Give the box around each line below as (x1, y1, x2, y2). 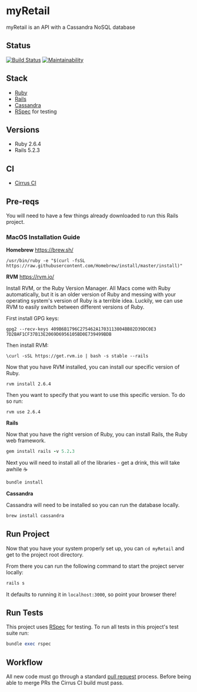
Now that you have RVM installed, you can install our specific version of (6, 363, 180, 370)
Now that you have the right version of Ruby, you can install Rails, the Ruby (6, 431, 188, 438)
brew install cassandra (6, 513, 65, 519)
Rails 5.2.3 (14, 147, 40, 154)
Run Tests (6, 608, 44, 618)
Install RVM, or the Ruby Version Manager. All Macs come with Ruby (6, 284, 171, 292)
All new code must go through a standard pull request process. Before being (6, 673, 191, 680)
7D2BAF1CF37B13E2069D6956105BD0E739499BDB (6, 332, 112, 337)
